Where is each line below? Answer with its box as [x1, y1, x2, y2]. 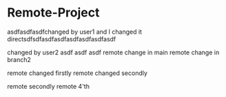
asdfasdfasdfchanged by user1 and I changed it [7, 28, 143, 36]
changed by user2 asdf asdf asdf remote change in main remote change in [7, 48, 220, 56]
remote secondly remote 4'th [7, 82, 90, 90]
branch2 [7, 55, 31, 63]
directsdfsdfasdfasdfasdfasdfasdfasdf [7, 34, 116, 43]
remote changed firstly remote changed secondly [7, 69, 148, 77]
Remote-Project [7, 5, 100, 21]
